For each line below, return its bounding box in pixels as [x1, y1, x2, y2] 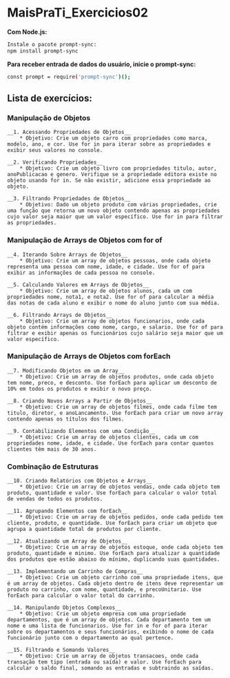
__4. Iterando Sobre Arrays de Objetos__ [7, 251, 128, 258]
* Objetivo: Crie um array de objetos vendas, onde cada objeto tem [19, 483, 220, 491]
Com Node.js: [7, 28, 48, 36]
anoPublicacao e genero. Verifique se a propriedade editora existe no [7, 171, 217, 178]
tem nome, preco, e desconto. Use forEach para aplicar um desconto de [7, 379, 217, 386]
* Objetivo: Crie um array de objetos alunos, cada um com [19, 287, 193, 294]
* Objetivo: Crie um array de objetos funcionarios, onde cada [19, 318, 205, 325]
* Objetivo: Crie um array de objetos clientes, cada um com [19, 434, 198, 440]
